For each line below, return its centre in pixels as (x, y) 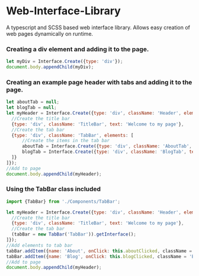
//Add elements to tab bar (39, 245)
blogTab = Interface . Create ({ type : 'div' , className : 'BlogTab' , (104, 152)
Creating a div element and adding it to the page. (78, 49)
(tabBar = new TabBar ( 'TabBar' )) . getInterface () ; (74, 234)
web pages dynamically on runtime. (50, 33)
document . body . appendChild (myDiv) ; (50, 67)
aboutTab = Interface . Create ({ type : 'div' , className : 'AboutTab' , (107, 146)
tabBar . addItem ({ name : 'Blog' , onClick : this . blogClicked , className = (96, 256)
